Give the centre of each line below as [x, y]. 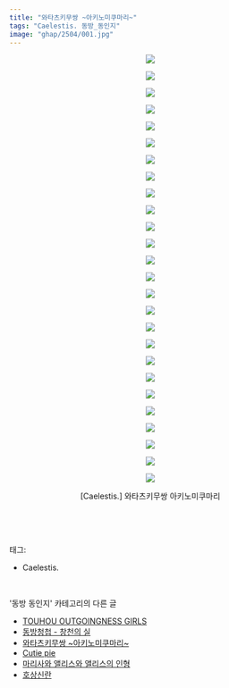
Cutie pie [39, 653]
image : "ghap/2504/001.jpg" [62, 34]
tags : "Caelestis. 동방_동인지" [65, 26]
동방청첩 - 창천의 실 [56, 632]
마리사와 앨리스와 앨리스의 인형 [76, 664]
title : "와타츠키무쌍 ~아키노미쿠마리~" [73, 17]
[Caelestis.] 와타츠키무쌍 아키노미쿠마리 [150, 496]
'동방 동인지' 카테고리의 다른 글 [63, 603]
